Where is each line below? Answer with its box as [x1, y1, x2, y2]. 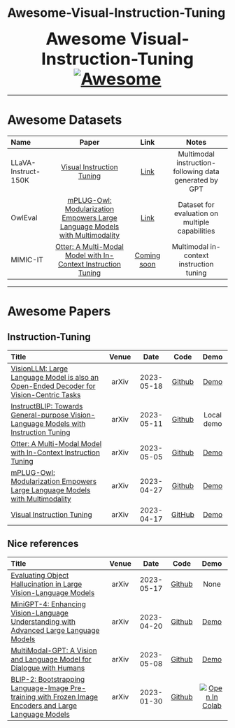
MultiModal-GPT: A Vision [10, 645, 97, 655]
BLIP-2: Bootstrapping [10, 674, 85, 684]
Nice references [7, 538, 79, 550]
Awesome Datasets [7, 112, 122, 128]
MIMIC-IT [10, 255, 44, 264]
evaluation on [173, 208, 219, 218]
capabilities [177, 226, 215, 236]
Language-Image [10, 683, 69, 693]
